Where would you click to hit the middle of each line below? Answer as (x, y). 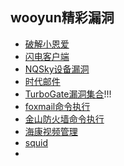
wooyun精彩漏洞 (62, 18)
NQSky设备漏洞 (57, 69)
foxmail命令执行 (57, 106)
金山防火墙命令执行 (64, 119)
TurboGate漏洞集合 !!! (68, 94)
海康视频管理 (51, 131)
